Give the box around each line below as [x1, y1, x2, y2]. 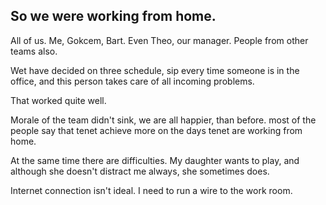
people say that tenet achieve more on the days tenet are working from [10, 124, 303, 136]
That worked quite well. [10, 94, 107, 106]
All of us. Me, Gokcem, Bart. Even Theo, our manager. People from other [10, 34, 309, 46]
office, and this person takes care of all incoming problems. [10, 75, 255, 87]
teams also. [10, 45, 58, 57]
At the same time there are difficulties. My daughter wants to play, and [10, 154, 300, 166]
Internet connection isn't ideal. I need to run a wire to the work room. [10, 184, 293, 196]
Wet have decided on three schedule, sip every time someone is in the [10, 64, 300, 76]
